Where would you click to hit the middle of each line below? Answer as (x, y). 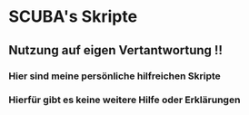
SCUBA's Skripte (73, 17)
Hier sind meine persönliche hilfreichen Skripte (115, 76)
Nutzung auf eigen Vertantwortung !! (116, 50)
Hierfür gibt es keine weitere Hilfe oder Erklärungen (124, 100)
